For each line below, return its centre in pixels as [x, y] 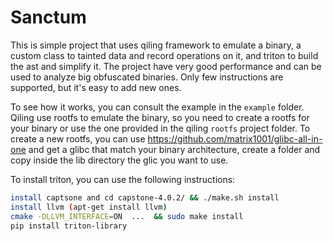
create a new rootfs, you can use [78, 138]
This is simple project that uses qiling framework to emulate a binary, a [156, 45]
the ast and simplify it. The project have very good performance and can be [166, 66]
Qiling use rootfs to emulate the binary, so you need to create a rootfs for [160, 117]
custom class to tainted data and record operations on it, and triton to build [164, 55]
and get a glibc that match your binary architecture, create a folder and [174, 149]
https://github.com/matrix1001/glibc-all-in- [235, 138]
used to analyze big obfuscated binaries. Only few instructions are [147, 77]
